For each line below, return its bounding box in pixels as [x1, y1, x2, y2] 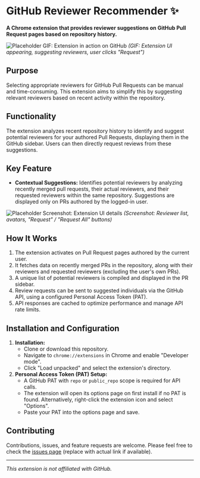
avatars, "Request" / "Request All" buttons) [6, 216, 112, 223]
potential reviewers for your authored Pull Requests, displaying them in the [6, 133, 189, 140]
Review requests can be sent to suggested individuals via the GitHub [14, 287, 183, 294]
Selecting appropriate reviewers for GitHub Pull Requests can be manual [6, 82, 183, 89]
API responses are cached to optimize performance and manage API [14, 299, 183, 307]
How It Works [6, 233, 58, 243]
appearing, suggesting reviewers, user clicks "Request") [6, 48, 145, 55]
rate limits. [14, 306, 40, 313]
